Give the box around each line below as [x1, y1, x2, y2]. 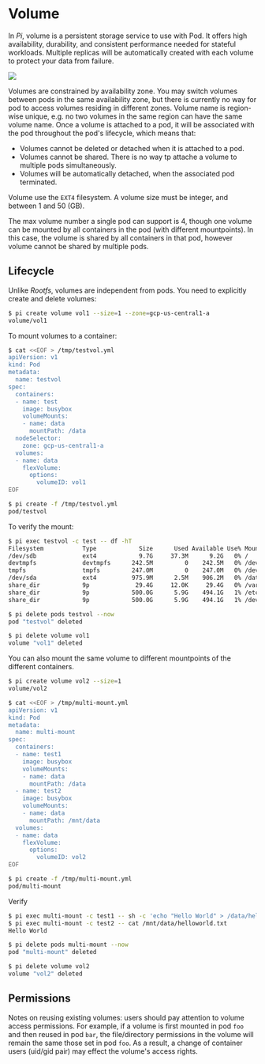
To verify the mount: [8, 521, 74, 531]
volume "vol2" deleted [8, 970, 83, 978]
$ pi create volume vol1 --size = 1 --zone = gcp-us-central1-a [8, 309, 211, 317]
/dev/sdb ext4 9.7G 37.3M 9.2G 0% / [8, 551, 248, 560]
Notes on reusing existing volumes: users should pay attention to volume [8, 1013, 244, 1022]
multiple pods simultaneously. [19, 160, 117, 170]
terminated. [19, 177, 58, 187]
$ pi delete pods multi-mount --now [8, 941, 129, 949]
